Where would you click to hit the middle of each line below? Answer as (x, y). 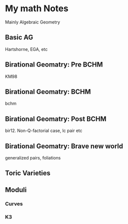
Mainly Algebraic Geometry (32, 22)
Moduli (16, 190)
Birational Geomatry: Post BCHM (56, 119)
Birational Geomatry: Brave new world (64, 146)
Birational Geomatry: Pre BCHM (54, 65)
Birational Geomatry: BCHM (48, 92)
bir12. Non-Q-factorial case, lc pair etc (44, 131)
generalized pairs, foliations (33, 158)
